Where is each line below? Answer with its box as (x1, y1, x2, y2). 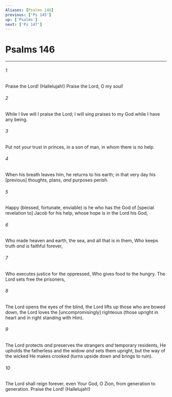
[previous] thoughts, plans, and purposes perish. (5, 177, 109, 183)
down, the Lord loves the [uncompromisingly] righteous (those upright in (5, 309, 159, 315)
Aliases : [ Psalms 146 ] (5, 7, 54, 13)
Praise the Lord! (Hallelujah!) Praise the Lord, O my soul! (5, 83, 124, 90)
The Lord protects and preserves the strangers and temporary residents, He (5, 342, 166, 348)
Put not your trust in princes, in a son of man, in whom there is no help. (5, 144, 155, 150)
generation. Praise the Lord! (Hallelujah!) (5, 386, 91, 392)
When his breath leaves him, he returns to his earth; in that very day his (5, 172, 156, 177)
